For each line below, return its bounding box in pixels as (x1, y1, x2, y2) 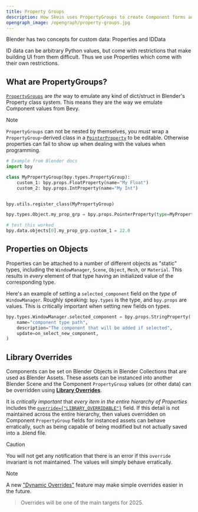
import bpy (6, 163, 33, 170)
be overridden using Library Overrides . (6, 387, 102, 394)
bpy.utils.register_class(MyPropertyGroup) (6, 201, 115, 207)
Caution (6, 441, 25, 448)
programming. (6, 147, 41, 154)
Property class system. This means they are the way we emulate (6, 99, 163, 106)
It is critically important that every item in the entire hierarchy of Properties (6, 398, 187, 405)
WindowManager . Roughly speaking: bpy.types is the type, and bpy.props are (6, 296, 187, 303)
